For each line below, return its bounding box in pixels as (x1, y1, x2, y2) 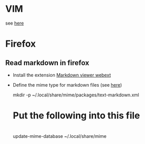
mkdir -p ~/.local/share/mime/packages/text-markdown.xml (12, 92, 139, 98)
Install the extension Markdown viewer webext (12, 72, 111, 78)
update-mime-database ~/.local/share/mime (12, 133, 107, 139)
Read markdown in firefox (5, 58, 90, 67)
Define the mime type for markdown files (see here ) (12, 81, 122, 88)
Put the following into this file (12, 110, 140, 121)
